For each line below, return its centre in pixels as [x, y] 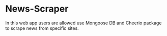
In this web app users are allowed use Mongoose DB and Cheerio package [83, 23]
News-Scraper [37, 9]
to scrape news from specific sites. [42, 28]
